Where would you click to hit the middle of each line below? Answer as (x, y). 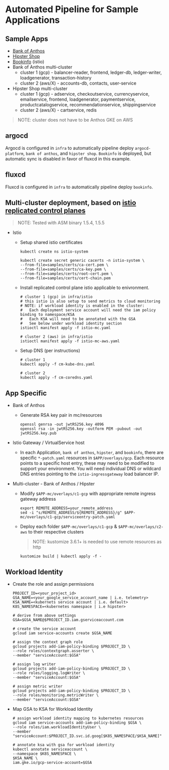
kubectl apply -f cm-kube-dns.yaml (57, 364)
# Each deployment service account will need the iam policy (88, 310)
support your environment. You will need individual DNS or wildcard (90, 469)
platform (14, 154)
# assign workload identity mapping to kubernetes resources (78, 718)
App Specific (26, 393)
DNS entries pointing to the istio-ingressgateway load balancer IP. (89, 474)
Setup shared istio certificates (51, 242)
